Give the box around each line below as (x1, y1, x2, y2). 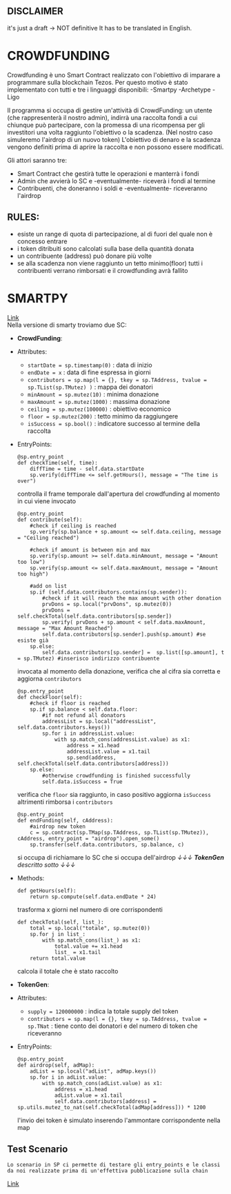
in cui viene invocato (17, 496, 77, 505)
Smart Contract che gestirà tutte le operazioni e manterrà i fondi (17, 169, 199, 178)
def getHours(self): (17, 887, 77, 894)
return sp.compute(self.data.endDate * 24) (30, 893, 157, 900)
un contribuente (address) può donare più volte (17, 252, 152, 260)
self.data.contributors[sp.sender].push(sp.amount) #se (42, 631, 206, 638)
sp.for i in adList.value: (30, 1073, 108, 1081)
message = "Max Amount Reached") (17, 625, 114, 631)
